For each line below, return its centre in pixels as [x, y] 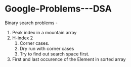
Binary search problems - [31, 23]
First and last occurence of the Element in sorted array [69, 59]
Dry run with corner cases [47, 48]
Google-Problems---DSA [58, 9]
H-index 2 [23, 38]
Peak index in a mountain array [44, 32]
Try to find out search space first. [54, 54]
